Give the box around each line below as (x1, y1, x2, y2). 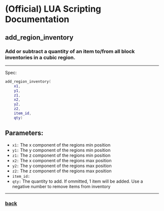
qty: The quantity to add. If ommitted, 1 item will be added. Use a (12, 178, 143, 184)
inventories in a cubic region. (5, 54, 76, 61)
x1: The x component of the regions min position (12, 142, 111, 148)
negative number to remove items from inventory (12, 183, 111, 189)
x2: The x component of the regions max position (12, 157, 112, 163)
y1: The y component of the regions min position (12, 147, 111, 153)
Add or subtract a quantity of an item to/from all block (5, 48, 135, 55)
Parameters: (5, 129, 43, 137)
